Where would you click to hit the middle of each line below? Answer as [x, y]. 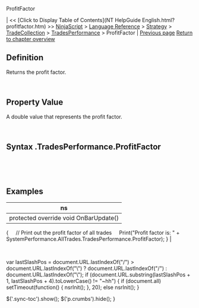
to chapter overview [31, 39]
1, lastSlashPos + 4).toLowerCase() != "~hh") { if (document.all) [84, 281]
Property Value [35, 103]
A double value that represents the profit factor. [64, 117]
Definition [25, 58]
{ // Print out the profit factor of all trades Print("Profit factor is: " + [93, 233]
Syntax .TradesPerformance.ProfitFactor [84, 147]
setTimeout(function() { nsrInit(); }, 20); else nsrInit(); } [73, 287]
